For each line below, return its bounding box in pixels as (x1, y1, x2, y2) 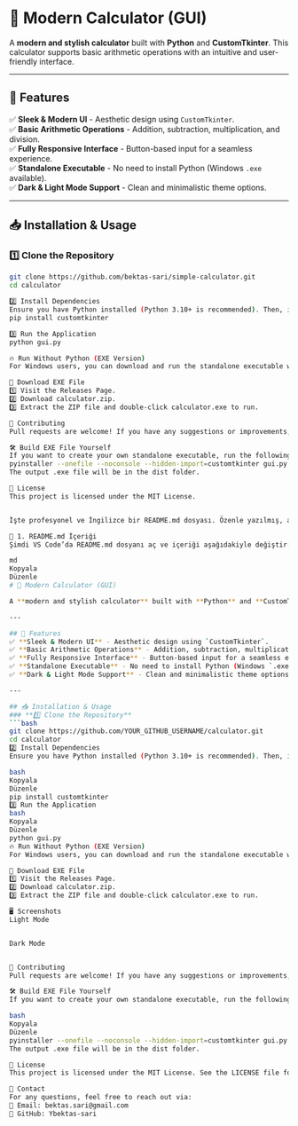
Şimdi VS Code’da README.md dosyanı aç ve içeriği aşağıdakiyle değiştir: (9, 540, 292, 549)
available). (9, 172, 47, 183)
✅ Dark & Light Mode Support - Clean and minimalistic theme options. (9, 182, 268, 193)
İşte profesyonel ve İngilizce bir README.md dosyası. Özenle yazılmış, (9, 516, 284, 524)
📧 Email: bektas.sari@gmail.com (9, 1101, 129, 1110)
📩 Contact (9, 1084, 46, 1094)
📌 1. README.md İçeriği (9, 532, 98, 540)
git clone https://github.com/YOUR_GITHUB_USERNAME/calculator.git (9, 727, 264, 736)
